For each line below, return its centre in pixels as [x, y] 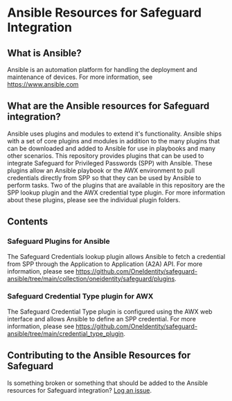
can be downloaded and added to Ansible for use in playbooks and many [111, 148]
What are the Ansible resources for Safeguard [108, 106]
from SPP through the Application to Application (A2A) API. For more [105, 264]
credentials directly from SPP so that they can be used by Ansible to [104, 177]
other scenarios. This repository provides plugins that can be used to [106, 155]
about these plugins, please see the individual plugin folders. [94, 199]
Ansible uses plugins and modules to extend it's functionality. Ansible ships [115, 134]
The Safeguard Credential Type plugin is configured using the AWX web [110, 311]
